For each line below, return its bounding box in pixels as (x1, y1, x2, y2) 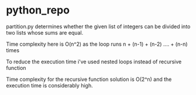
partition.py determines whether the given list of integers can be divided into (6, 23, 191, 30)
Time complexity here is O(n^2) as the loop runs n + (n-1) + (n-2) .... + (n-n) (6, 40, 188, 48)
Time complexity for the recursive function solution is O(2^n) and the (6, 76, 172, 83)
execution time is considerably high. (6, 82, 93, 89)
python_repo (6, 4, 70, 17)
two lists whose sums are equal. (6, 29, 84, 36)
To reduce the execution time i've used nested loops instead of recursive (6, 58, 182, 65)
